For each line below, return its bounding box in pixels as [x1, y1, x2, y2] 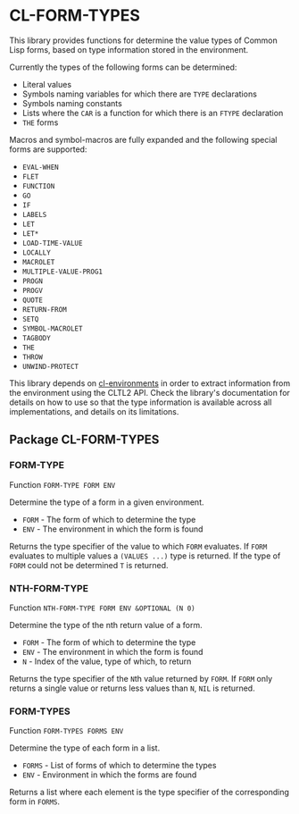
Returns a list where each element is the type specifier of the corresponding [9, 787, 290, 798]
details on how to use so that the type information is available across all [9, 397, 272, 407]
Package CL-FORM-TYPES [9, 432, 160, 448]
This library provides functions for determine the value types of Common [9, 35, 278, 46]
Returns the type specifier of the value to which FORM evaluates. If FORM [9, 541, 268, 551]
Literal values [21, 79, 72, 89]
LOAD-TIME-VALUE [21, 239, 83, 248]
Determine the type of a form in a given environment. [9, 497, 204, 508]
